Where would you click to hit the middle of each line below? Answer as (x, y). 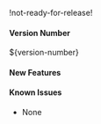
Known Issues (36, 92)
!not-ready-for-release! (51, 13)
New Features (35, 72)
